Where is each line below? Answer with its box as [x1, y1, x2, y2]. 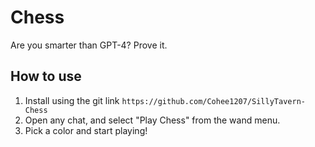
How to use [10, 68, 82, 85]
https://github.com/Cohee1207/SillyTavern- [121, 96, 306, 106]
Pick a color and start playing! [24, 124, 148, 136]
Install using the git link [24, 94, 120, 106]
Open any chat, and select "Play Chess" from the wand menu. [24, 114, 281, 126]
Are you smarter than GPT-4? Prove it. [10, 39, 168, 51]
